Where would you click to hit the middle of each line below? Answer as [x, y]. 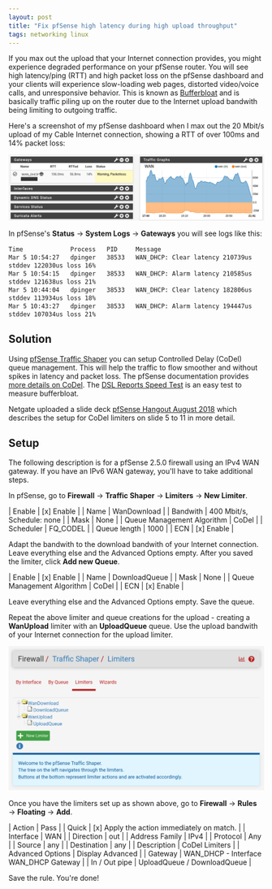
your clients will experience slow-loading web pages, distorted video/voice [134, 85]
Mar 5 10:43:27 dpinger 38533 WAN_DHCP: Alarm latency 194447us [130, 306]
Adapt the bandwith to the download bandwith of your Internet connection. [134, 544]
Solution [30, 339]
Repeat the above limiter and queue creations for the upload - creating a [129, 618]
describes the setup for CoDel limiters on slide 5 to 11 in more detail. [122, 418]
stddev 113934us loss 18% [52, 298]
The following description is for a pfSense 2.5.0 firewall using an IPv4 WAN [134, 462]
